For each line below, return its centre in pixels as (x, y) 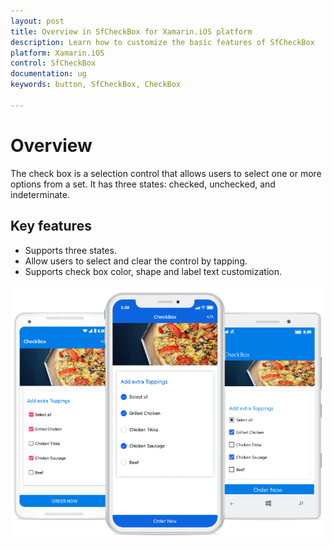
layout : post (37, 21)
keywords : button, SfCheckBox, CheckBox (96, 85)
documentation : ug (48, 74)
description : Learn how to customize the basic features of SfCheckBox (162, 42)
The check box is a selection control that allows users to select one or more (166, 173)
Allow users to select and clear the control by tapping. (136, 261)
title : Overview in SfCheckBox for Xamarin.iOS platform (131, 31)
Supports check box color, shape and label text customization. (153, 271)
